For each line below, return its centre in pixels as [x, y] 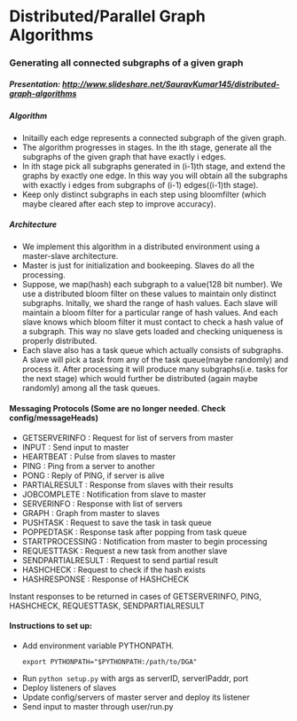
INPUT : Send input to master [75, 447]
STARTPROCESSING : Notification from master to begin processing [145, 541]
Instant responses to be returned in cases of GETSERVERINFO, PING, [135, 596]
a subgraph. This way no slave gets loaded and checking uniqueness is [152, 332]
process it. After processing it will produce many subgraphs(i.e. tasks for [155, 369]
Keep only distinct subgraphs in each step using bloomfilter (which [144, 195]
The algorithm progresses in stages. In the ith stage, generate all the [147, 147]
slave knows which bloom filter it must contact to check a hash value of [152, 322]
